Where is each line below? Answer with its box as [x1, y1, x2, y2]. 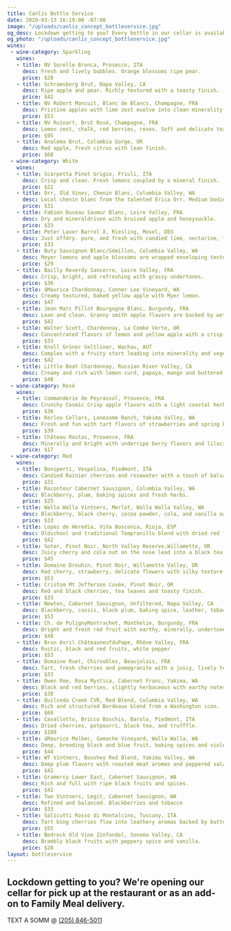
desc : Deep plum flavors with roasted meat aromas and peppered [22, 761, 211, 768]
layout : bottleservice [7, 850, 72, 858]
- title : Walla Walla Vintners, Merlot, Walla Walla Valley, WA [16, 504, 205, 511]
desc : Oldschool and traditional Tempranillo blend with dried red [22, 529, 220, 537]
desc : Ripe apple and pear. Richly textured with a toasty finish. [22, 87, 220, 94]
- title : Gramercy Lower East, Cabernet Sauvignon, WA [16, 774, 177, 781]
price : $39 [22, 427, 54, 434]
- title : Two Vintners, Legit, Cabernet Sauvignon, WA [16, 793, 177, 800]
